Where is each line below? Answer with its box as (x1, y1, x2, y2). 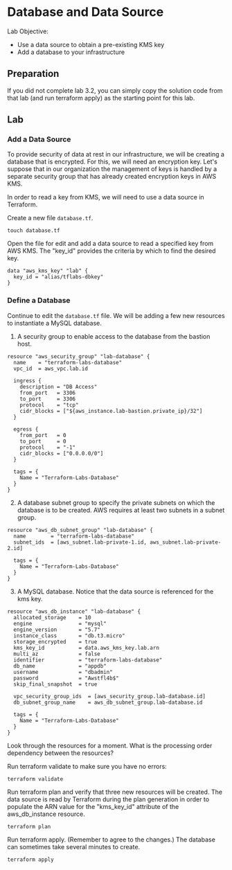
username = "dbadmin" (13, 668, 113, 675)
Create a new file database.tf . (7, 214, 93, 222)
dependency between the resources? (7, 749, 114, 757)
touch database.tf (7, 227, 60, 234)
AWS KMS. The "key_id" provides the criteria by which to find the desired (7, 247, 216, 255)
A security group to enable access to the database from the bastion (17, 332, 211, 340)
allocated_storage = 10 (13, 614, 91, 621)
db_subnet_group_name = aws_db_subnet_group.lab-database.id (13, 699, 203, 706)
